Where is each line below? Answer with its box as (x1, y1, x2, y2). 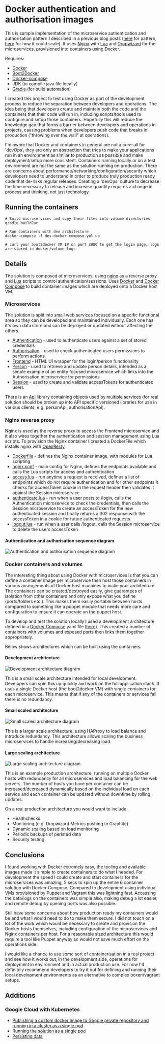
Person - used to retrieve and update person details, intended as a (12, 363, 147, 369)
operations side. (5, 942, 38, 947)
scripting (12, 458, 30, 464)
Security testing (12, 837, 45, 842)
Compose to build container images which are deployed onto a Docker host (5, 283, 158, 289)
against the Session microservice (12, 490, 80, 496)
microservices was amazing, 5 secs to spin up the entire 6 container (5, 879, 143, 885)
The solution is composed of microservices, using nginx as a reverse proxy (5, 272, 157, 279)
